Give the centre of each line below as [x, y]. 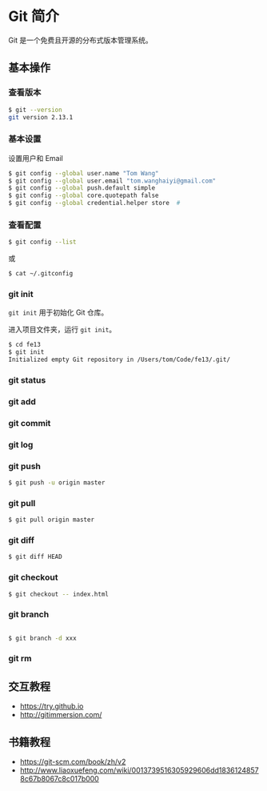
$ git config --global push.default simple [82, 188]
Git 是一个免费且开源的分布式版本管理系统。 [81, 40]
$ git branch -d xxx [43, 638]
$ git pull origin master [51, 520]
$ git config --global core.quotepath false [84, 196]
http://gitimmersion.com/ [61, 715]
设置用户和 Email [36, 158]
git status [27, 379]
